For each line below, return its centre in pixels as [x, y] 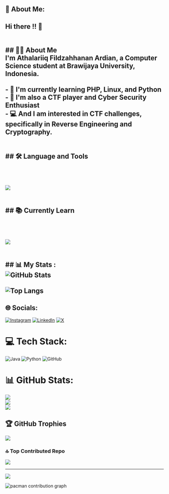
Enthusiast [22, 105]
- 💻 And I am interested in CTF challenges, [73, 114]
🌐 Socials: [22, 308]
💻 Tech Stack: [36, 341]
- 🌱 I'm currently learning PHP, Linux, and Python [83, 89]
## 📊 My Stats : [31, 264]
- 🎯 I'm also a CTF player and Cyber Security [76, 97]
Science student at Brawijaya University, [70, 66]
